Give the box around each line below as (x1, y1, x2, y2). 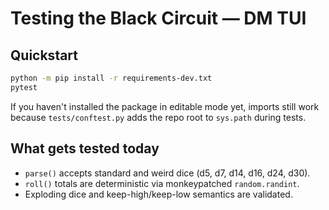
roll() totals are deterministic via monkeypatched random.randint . (24, 177, 300, 189)
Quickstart (10, 47, 79, 64)
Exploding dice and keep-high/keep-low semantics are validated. (24, 188, 293, 200)
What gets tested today (10, 140, 160, 157)
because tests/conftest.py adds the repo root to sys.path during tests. (10, 111, 307, 123)
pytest (10, 82, 38, 92)
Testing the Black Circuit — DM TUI (10, 7, 307, 30)
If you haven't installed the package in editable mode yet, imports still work (10, 100, 320, 112)
